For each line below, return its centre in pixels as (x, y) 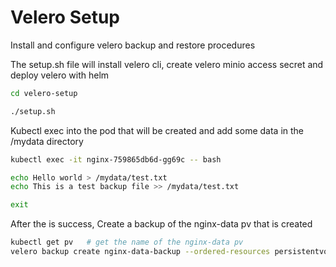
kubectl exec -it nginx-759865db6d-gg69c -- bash (116, 159)
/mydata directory (47, 141)
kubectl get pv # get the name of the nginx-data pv (127, 242)
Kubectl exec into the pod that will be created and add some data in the (157, 130)
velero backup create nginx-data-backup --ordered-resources (140, 252)
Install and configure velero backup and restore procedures (133, 45)
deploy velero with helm (60, 75)
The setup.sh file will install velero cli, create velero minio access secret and (167, 64)
